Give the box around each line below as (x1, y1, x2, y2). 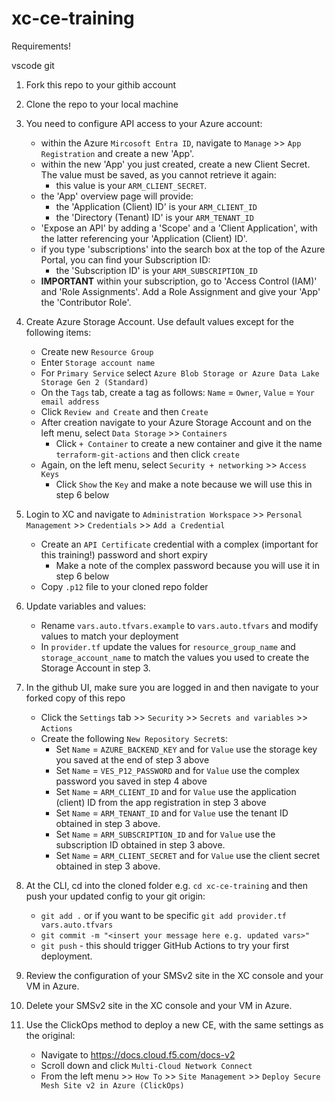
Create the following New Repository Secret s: (40, 732, 229, 744)
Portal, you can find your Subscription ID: (40, 253, 211, 266)
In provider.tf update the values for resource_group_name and (40, 640, 296, 652)
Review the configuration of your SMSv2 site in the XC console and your (25, 969, 324, 981)
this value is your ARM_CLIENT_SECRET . (55, 179, 208, 191)
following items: (25, 326, 92, 338)
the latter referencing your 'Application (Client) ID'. (40, 232, 248, 244)
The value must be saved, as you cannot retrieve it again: (40, 168, 277, 181)
